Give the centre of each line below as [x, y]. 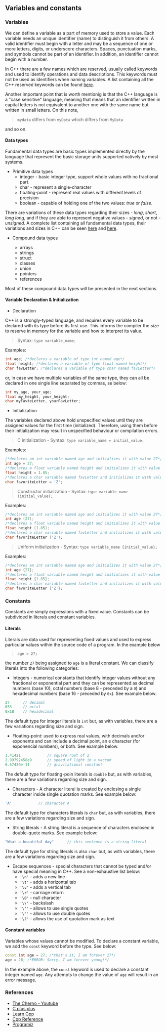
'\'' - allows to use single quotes [54, 908]
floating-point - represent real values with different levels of [81, 192]
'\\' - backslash [37, 903]
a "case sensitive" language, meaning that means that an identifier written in [83, 99]
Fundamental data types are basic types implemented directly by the [75, 151]
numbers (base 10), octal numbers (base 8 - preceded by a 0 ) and [79, 688]
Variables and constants [43, 8]
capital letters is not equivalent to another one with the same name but [77, 105]
